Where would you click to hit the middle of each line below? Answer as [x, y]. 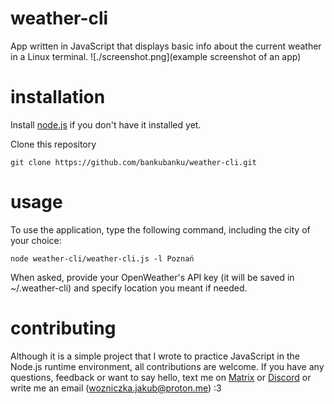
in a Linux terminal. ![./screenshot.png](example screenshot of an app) [156, 56]
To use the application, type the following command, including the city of [160, 229]
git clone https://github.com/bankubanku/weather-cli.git [133, 162]
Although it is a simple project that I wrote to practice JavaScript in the [155, 356]
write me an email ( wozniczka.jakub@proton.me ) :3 [116, 388]
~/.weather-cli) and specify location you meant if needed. [129, 288]
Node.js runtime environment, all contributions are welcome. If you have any [167, 366]
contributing [63, 328]
